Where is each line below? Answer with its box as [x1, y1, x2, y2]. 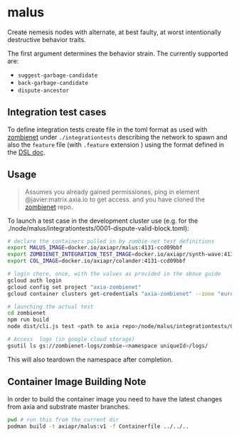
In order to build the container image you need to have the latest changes [7, 394, 223, 403]
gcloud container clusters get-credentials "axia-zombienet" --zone [7, 290, 215, 298]
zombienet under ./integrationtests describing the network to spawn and [7, 132, 228, 141]
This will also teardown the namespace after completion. [7, 355, 173, 364]
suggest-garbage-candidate [17, 72, 98, 79]
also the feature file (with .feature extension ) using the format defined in [7, 140, 225, 149]
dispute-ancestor [17, 87, 70, 94]
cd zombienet [7, 310, 46, 317]
